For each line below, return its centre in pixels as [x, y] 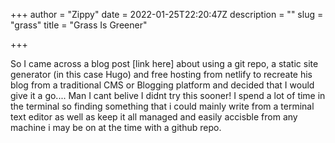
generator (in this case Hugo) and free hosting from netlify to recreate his [161, 74]
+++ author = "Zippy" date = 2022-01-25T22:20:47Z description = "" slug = [167, 14]
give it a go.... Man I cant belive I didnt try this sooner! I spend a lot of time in [168, 95]
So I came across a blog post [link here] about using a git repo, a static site [164, 63]
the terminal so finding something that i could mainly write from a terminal [162, 106]
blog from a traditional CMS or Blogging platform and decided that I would [162, 85]
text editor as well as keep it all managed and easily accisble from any [154, 117]
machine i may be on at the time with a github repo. [116, 127]
